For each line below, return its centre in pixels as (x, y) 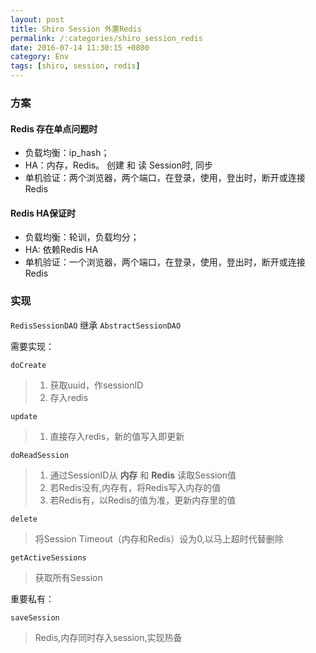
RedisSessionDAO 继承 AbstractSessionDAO (96, 325)
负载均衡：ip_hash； (67, 153)
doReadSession (40, 455)
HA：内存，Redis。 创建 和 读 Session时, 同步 (118, 165)
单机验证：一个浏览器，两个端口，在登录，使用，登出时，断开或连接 (165, 262)
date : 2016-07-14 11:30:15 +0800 (80, 47)
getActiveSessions (48, 557)
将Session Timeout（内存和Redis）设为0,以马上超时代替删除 (159, 538)
